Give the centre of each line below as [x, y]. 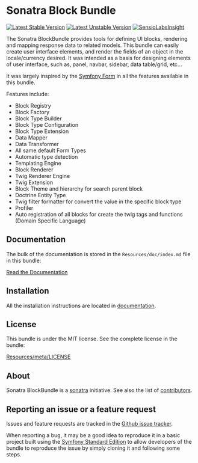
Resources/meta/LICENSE [39, 357]
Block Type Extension [42, 131]
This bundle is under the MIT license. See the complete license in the [92, 339]
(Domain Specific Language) [50, 221]
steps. [14, 454]
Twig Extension [34, 182]
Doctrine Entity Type [40, 195]
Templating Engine [38, 163]
